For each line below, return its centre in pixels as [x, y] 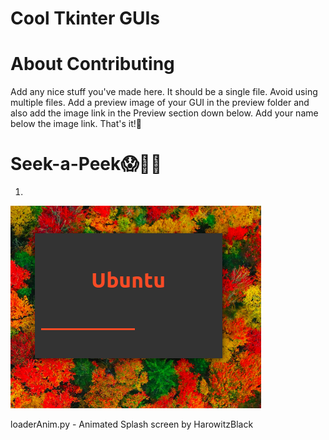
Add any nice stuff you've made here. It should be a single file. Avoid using [164, 92]
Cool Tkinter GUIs [85, 18]
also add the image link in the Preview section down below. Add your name [164, 113]
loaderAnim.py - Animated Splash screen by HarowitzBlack [132, 424]
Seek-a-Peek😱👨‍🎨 [86, 164]
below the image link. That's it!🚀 [76, 124]
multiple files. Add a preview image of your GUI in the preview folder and [160, 103]
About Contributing [92, 64]
